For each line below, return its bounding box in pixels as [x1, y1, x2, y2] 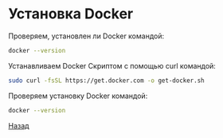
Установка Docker [8, 5, 134, 23]
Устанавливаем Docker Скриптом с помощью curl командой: [8, 61, 217, 70]
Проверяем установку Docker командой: [8, 91, 148, 101]
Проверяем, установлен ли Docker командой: [8, 31, 165, 41]
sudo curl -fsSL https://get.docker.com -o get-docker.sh [8, 77, 205, 85]
